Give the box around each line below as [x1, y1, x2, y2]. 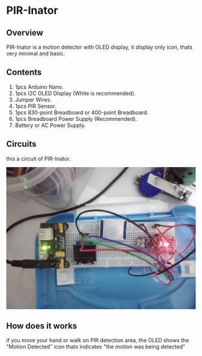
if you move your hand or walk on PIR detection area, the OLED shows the [6, 337, 189, 344]
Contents [6, 67, 42, 78]
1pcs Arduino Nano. [14, 83, 64, 90]
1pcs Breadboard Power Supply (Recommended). [14, 115, 137, 122]
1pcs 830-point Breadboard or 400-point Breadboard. [14, 109, 148, 116]
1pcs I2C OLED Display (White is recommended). [14, 90, 136, 97]
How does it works [6, 321, 78, 331]
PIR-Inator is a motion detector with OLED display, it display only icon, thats [6, 43, 193, 51]
